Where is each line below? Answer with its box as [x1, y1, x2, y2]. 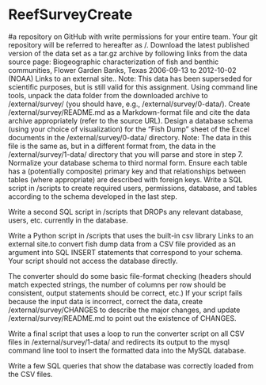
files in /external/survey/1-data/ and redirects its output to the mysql [8, 337, 230, 346]
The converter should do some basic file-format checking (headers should [8, 271, 252, 280]
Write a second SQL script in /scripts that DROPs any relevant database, [8, 207, 244, 216]
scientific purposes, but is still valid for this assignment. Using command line [8, 82, 258, 92]
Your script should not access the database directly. [8, 256, 178, 265]
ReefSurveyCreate [8, 6, 133, 24]
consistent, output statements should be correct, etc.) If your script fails [8, 288, 243, 298]
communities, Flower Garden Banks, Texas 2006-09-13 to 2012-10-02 [8, 65, 237, 74]
